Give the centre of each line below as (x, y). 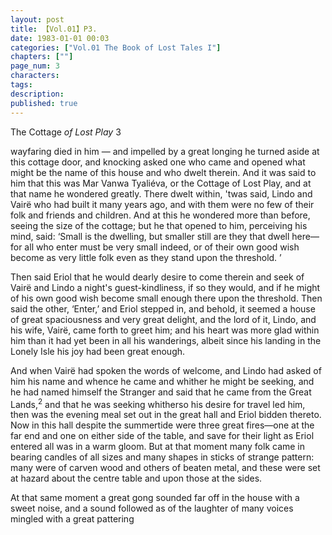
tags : (21, 85)
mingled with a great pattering (72, 519)
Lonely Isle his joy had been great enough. (98, 351)
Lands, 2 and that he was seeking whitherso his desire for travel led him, (158, 403)
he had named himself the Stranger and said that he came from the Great (161, 392)
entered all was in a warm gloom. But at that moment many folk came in (158, 447)
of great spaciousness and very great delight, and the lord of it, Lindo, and (163, 319)
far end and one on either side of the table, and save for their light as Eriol (162, 436)
